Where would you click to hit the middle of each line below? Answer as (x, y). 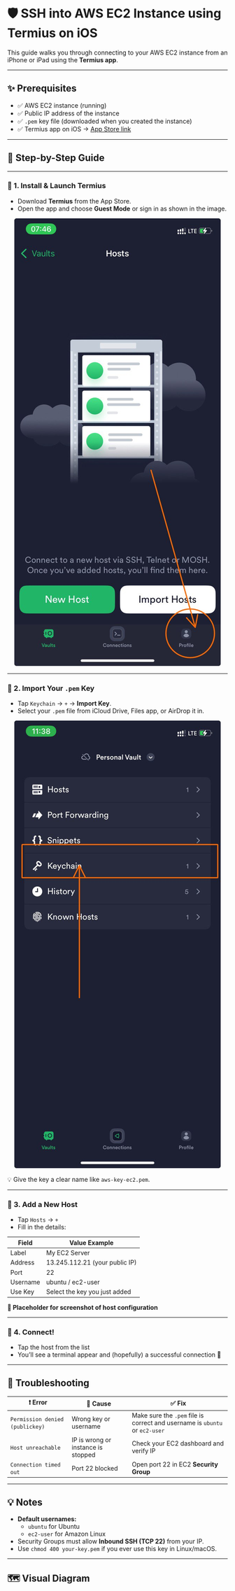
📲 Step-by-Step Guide (56, 158)
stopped (84, 1455)
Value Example (91, 1243)
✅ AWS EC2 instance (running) (62, 105)
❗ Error (38, 1402)
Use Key (22, 1292)
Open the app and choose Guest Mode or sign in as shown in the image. (122, 208)
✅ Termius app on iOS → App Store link (74, 129)
